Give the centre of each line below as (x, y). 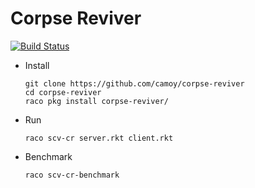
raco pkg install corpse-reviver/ (96, 101)
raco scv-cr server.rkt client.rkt (99, 138)
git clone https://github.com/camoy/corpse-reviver (134, 83)
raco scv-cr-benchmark (72, 175)
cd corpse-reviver (63, 92)
